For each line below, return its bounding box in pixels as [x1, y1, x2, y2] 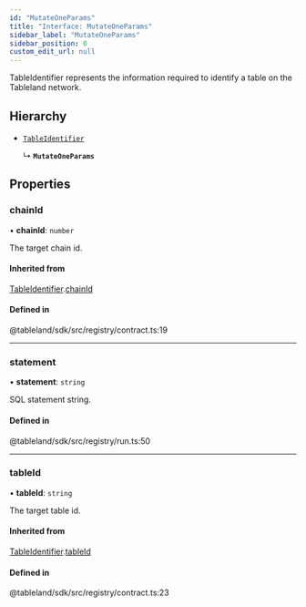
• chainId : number [9, 224, 75, 235]
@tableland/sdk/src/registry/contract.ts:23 [9, 587, 170, 598]
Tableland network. [9, 82, 82, 93]
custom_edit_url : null [9, 47, 96, 57]
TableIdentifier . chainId [9, 283, 94, 294]
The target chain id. [9, 242, 83, 253]
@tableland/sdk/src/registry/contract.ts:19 [9, 324, 168, 335]
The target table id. [9, 505, 81, 516]
